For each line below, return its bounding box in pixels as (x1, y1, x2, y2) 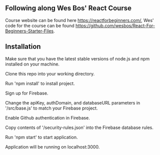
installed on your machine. (5, 61, 60, 67)
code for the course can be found (5, 22, 74, 28)
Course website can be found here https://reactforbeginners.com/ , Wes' (5, 17, 154, 23)
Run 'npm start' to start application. (5, 134, 78, 140)
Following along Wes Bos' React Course (5, 4, 131, 12)
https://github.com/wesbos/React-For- (75, 22, 155, 28)
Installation (5, 42, 41, 51)
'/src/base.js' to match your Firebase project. (5, 105, 98, 111)
